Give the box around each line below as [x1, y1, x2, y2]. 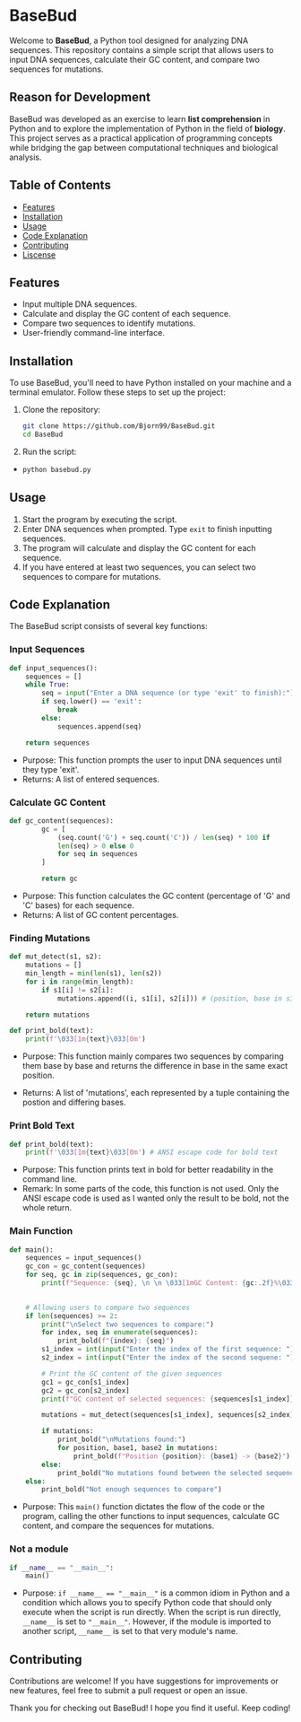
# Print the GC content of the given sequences [41, 1369, 222, 1378]
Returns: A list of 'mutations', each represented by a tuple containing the [21, 1088, 289, 1098]
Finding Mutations [9, 931, 91, 944]
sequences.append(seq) [56, 721, 142, 731]
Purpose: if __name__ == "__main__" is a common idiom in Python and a [21, 1587, 290, 1598]
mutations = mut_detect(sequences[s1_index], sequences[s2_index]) [41, 1411, 298, 1420]
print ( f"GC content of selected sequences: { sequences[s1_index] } [41, 1394, 295, 1403]
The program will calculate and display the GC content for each [21, 542, 257, 553]
